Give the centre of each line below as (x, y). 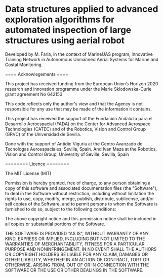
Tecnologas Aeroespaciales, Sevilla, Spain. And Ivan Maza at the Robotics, (81, 149)
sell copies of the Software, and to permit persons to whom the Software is (81, 204)
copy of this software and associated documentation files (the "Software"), (81, 188)
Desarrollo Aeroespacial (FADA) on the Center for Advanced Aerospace (78, 124)
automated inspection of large (68, 30)
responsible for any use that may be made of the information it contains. (79, 109)
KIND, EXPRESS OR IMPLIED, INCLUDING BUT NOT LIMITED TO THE (75, 239)
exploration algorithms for (60, 19)
